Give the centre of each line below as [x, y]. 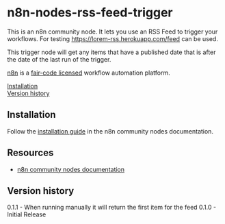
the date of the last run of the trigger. [59, 59]
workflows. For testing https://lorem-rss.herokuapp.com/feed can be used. [113, 38]
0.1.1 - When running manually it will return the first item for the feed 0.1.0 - [112, 208]
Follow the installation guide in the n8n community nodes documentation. [110, 131]
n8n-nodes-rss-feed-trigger [90, 13]
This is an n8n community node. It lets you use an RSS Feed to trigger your [112, 32]
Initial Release [27, 214]
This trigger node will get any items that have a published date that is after [112, 52]
